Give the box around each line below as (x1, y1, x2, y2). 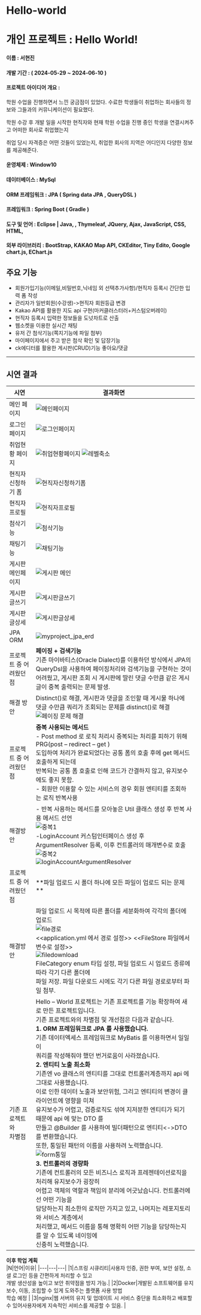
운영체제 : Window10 (6, 161, 57, 168)
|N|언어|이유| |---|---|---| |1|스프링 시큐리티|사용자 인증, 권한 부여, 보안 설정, (6, 1264, 185, 1271)
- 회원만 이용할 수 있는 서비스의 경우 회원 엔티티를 (35, 784, 169, 793)
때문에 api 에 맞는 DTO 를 (35, 1114, 103, 1123)
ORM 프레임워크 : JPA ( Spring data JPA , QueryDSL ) (6, 191, 137, 198)
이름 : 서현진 (6, 54, 35, 61)
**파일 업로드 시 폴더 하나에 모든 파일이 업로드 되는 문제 (35, 878, 185, 886)
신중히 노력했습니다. (35, 1240, 89, 1248)
